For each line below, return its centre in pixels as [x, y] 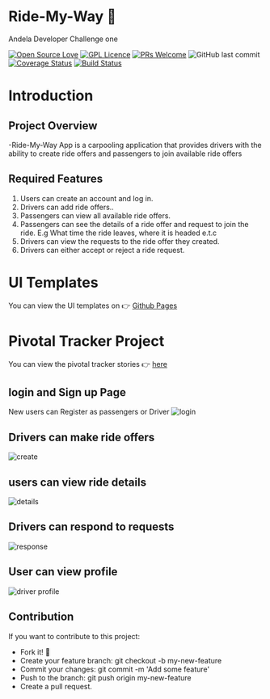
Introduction [51, 96]
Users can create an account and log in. [86, 198]
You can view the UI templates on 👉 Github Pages [93, 305]
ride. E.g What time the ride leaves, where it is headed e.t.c [118, 233]
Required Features [56, 179]
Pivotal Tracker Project [86, 341]
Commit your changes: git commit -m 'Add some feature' [115, 669]
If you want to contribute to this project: [74, 636]
